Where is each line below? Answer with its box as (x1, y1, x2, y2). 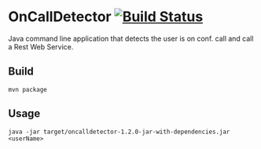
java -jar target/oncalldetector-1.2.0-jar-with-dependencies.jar (8, 128, 230, 136)
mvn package (8, 85, 47, 93)
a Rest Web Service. (8, 42, 74, 51)
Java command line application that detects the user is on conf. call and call (8, 34, 254, 43)
